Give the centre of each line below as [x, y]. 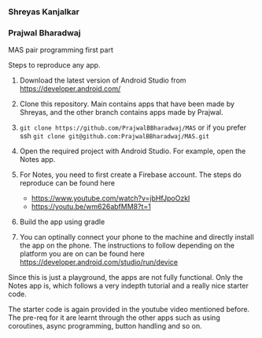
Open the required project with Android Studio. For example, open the [133, 151]
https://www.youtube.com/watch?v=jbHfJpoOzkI [111, 198]
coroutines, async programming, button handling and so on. [105, 326]
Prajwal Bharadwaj [44, 32]
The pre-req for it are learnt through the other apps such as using [114, 318]
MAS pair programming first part [61, 50]
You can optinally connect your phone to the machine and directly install [137, 237]
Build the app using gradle [62, 222]
